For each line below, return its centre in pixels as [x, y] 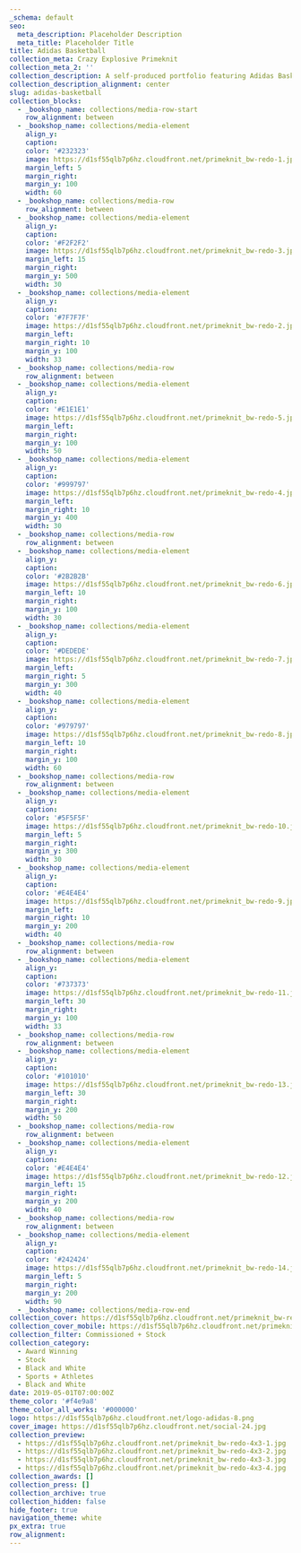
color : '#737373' [58, 985]
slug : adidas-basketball [56, 92]
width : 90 [44, 1301]
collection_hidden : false [57, 1501]
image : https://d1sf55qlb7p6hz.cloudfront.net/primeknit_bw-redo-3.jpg [162, 251]
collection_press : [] [50, 1485]
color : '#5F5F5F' [58, 818]
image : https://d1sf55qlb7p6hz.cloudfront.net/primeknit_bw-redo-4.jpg [162, 493]
